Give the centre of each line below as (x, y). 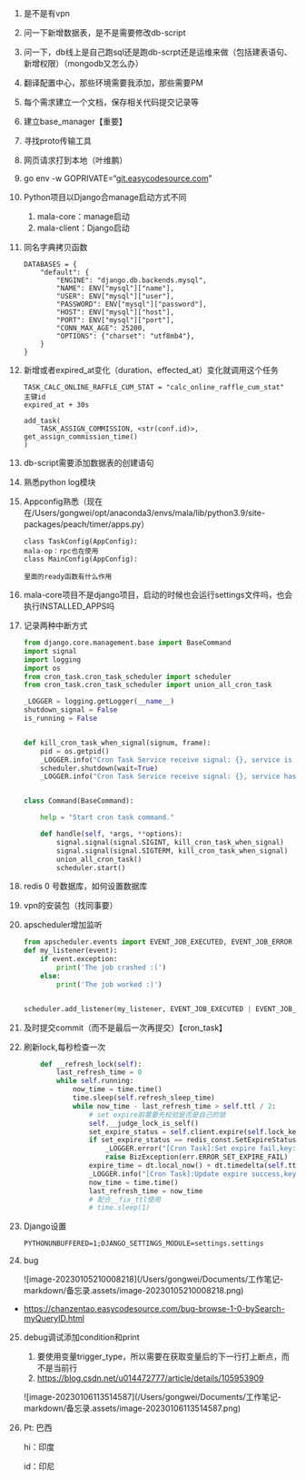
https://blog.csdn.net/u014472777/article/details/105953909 (150, 1378)
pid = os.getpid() (75, 751)
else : (51, 976)
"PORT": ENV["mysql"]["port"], (116, 320)
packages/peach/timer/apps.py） (86, 524)
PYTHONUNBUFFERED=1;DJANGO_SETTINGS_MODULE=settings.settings (143, 1244)
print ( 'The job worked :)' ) (109, 984)
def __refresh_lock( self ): (91, 1064)
